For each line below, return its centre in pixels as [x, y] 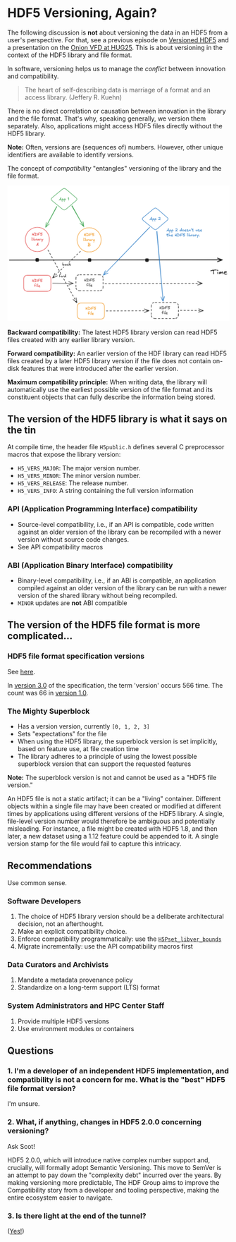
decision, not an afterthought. [61, 924]
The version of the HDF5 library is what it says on [117, 419]
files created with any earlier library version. [71, 339]
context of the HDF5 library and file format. [70, 55]
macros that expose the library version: [64, 455]
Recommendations [50, 866]
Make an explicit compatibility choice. [72, 932]
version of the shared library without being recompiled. [97, 595]
